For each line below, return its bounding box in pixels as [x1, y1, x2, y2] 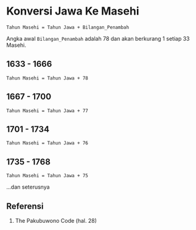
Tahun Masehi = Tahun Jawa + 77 [6, 107, 88, 113]
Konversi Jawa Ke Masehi [6, 4, 139, 18]
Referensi [6, 201, 44, 211]
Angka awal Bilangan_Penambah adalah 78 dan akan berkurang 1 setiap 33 [6, 35, 190, 42]
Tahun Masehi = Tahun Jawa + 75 [6, 173, 88, 179]
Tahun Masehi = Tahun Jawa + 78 [6, 75, 88, 81]
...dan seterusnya [6, 183, 50, 191]
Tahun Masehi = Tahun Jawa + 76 [6, 140, 88, 146]
